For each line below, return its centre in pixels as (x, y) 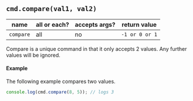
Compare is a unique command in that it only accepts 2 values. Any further (97, 48)
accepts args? (95, 25)
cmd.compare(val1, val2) (52, 9)
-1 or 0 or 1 (139, 34)
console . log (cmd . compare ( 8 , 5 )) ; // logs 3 (60, 92)
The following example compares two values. (61, 82)
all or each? (53, 25)
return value (139, 25)
